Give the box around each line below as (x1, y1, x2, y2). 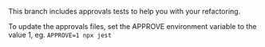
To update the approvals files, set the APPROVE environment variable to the (8, 22, 257, 31)
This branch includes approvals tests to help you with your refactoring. (8, 7, 241, 16)
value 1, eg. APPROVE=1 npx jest (8, 31, 112, 39)
